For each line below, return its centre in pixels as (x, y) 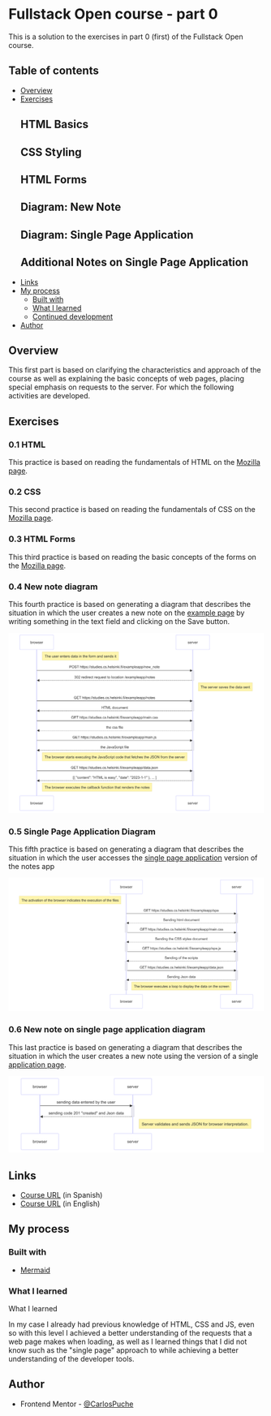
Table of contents (54, 71)
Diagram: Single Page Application (107, 235)
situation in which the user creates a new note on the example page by (127, 613)
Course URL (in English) (60, 1204)
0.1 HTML (27, 445)
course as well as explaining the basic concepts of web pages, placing (127, 379)
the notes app (32, 867)
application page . (37, 1065)
